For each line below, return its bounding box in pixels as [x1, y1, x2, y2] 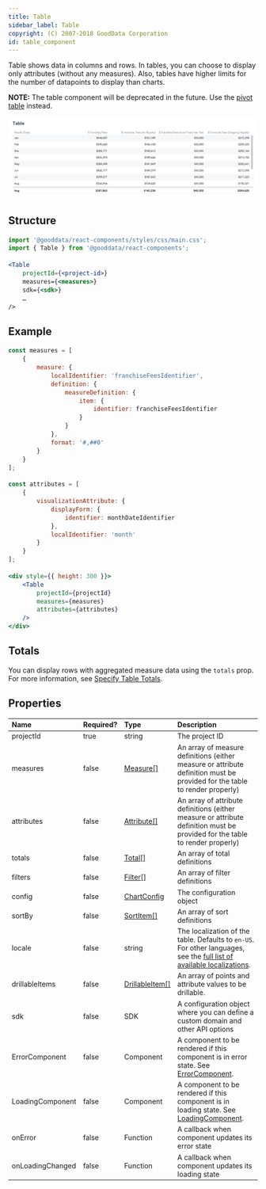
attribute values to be [177, 979, 247, 989]
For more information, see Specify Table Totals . [8, 673, 163, 683]
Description [177, 720, 217, 730]
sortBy [11, 911, 33, 920]
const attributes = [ [8, 480, 80, 489]
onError [11, 1133, 37, 1142]
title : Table [8, 13, 51, 21]
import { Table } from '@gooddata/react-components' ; [8, 244, 190, 253]
